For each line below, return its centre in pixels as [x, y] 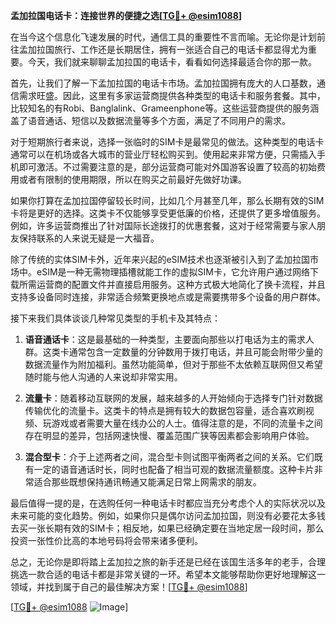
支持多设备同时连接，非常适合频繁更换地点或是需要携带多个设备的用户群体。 [168, 297]
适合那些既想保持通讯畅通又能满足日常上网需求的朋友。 [147, 482]
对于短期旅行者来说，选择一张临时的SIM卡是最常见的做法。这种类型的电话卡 [167, 142]
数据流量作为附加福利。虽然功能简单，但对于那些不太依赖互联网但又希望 [173, 364]
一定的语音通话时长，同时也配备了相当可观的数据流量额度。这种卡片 [174, 469]
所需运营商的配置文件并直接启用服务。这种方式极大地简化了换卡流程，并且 [172, 284]
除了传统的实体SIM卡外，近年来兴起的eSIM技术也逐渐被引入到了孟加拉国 [160, 259]
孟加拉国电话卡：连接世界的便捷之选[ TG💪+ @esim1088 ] [126, 15]
